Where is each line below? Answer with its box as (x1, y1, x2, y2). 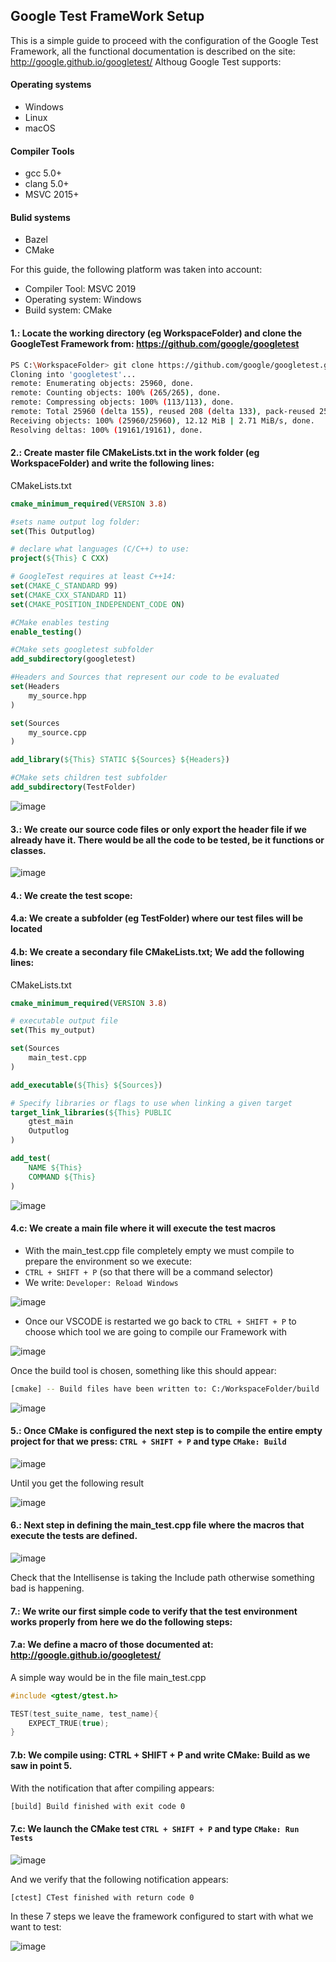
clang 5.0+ (24, 178, 70, 190)
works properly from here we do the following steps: (10, 1615, 233, 1628)
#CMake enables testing (10, 617, 110, 628)
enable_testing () (10, 627, 83, 637)
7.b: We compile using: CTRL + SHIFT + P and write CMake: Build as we (10, 1749, 311, 1761)
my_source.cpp (28, 727, 87, 738)
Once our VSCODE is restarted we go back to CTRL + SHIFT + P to (24, 1315, 297, 1327)
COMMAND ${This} (28, 1172, 97, 1182)
